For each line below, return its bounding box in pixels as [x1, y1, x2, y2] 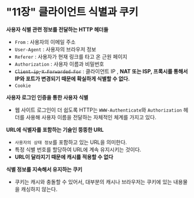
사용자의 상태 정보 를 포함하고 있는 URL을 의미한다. [14, 139, 127, 146]
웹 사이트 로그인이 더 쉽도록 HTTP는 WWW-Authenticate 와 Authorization [14, 106, 182, 113]
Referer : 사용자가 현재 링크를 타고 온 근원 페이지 [14, 53, 128, 60]
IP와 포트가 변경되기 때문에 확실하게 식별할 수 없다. [14, 75, 130, 82]
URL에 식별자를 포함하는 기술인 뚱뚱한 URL [6, 126, 104, 133]
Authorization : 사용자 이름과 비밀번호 [14, 60, 104, 68]
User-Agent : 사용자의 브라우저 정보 [14, 45, 96, 53]
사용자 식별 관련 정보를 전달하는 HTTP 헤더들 [6, 26, 109, 33]
